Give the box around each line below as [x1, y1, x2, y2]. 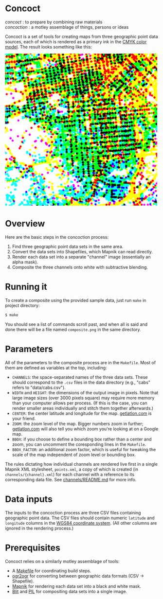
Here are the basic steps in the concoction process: [5, 234, 109, 240]
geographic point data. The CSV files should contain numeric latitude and [5, 515, 155, 521]
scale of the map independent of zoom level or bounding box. [12, 452, 136, 458]
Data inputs [5, 493, 53, 505]
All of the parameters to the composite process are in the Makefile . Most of [5, 359, 156, 365]
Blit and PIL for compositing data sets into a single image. [12, 588, 127, 594]
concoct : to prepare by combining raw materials [5, 19, 103, 25]
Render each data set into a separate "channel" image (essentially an [12, 254, 151, 260]
